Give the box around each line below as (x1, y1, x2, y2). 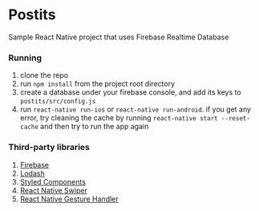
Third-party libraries (8, 142, 90, 153)
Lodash (19, 168, 46, 178)
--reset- (221, 115, 251, 123)
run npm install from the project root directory (19, 79, 175, 89)
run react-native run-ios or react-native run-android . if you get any (19, 104, 251, 114)
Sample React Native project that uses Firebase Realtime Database (8, 32, 229, 42)
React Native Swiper (19, 185, 88, 195)
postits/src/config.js (19, 98, 96, 106)
